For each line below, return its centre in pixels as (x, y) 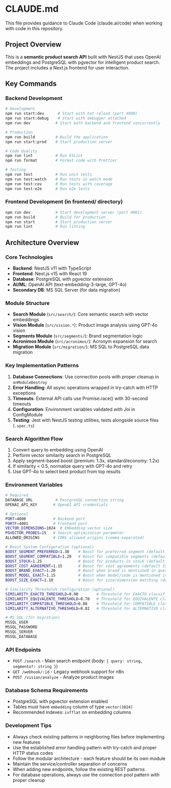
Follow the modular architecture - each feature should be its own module (89, 758)
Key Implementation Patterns (42, 366)
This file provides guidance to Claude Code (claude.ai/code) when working (84, 23)
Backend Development (34, 99)
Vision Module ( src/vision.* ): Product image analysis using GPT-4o (85, 325)
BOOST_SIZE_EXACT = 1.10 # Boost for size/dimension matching (82, 580)
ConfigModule (28, 415)
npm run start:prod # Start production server (59, 142)
